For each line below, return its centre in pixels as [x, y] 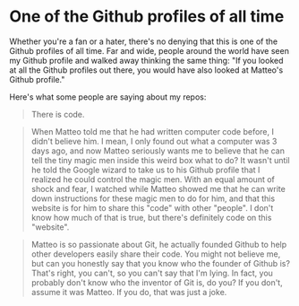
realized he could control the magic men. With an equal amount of [153, 179]
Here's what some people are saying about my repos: [108, 97]
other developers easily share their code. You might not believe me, [156, 254]
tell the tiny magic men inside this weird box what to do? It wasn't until [160, 160]
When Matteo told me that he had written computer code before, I [153, 131]
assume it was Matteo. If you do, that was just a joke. [129, 292]
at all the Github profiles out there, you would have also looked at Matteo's [146, 70]
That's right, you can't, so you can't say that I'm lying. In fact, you [152, 273]
